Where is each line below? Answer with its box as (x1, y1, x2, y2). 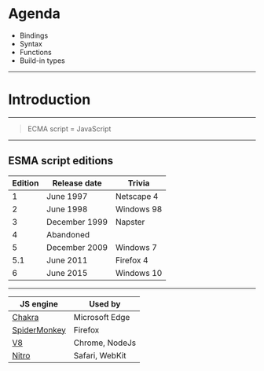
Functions (19, 47, 53, 57)
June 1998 (46, 204, 88, 215)
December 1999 (46, 216, 108, 227)
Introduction (8, 91, 91, 108)
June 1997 (46, 190, 88, 201)
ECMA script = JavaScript (27, 123, 112, 134)
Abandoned (46, 229, 90, 240)
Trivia (127, 178, 150, 189)
